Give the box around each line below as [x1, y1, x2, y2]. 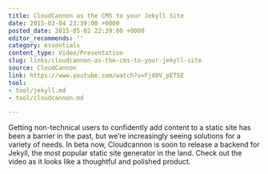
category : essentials [8, 42, 81, 50]
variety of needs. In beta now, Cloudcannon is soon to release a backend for [8, 140, 260, 149]
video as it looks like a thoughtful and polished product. [8, 157, 191, 167]
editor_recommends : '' [8, 34, 84, 42]
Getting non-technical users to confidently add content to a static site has [8, 123, 251, 132]
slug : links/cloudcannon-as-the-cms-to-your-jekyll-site [8, 57, 202, 65]
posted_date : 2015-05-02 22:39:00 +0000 [8, 26, 146, 34]
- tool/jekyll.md [8, 86, 66, 95]
